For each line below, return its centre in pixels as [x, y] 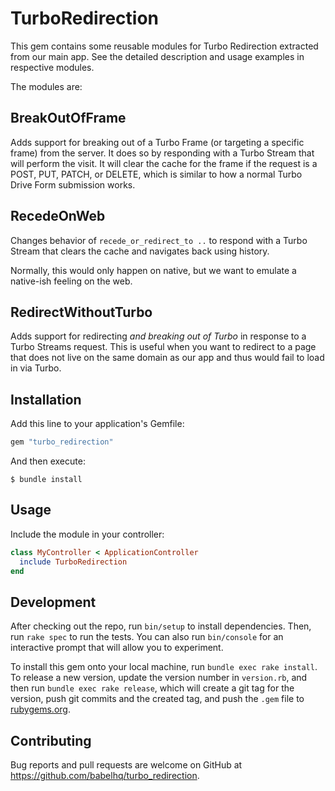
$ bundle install [46, 480]
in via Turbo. [36, 368]
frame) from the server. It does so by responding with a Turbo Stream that [162, 153]
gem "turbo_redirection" [62, 442]
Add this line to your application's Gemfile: [97, 424]
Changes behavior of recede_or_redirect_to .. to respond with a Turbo [159, 240]
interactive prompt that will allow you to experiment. [117, 648]
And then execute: [48, 461]
